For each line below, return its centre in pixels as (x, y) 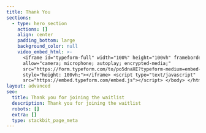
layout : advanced (29, 86)
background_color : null (48, 47)
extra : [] (24, 115)
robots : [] (26, 109)
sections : (19, 18)
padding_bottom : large (46, 40)
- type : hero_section (40, 23)
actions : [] (32, 29)
